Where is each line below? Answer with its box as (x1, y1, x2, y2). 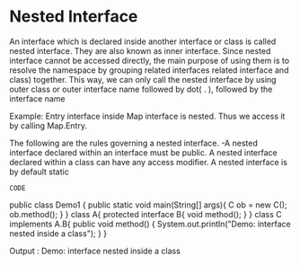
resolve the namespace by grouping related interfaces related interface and (9, 65, 289, 75)
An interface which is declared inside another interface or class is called (9, 36, 277, 47)
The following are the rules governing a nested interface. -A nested (9, 137, 258, 148)
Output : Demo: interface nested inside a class (9, 245, 181, 256)
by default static (9, 166, 69, 177)
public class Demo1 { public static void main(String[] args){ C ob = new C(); (9, 199, 287, 210)
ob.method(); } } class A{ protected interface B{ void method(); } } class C (9, 208, 282, 219)
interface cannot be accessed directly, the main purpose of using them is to (9, 55, 290, 66)
